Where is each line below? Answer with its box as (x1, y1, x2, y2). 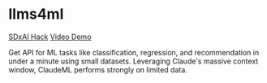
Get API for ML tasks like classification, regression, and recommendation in (8, 47, 260, 57)
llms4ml (8, 5, 64, 24)
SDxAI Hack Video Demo (8, 32, 92, 41)
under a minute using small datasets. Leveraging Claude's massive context (8, 56, 259, 66)
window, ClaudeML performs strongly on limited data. (8, 64, 188, 74)
